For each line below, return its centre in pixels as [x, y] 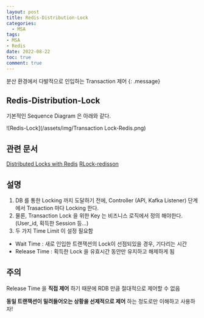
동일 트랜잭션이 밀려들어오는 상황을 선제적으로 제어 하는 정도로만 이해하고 [93, 301]
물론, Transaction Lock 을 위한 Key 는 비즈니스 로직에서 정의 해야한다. [99, 215]
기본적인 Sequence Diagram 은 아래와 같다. [59, 116]
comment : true [24, 63]
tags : [13, 35]
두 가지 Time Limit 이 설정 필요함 [54, 231]
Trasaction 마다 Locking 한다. [63, 208]
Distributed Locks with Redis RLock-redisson [62, 164]
